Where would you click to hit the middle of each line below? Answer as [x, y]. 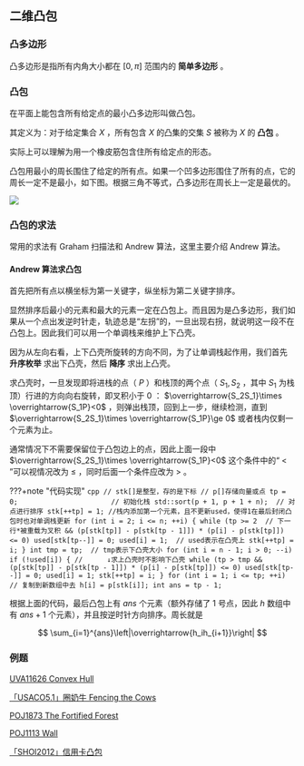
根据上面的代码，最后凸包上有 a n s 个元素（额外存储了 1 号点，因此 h [137, 604]
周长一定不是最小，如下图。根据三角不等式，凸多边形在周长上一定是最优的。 [152, 182]
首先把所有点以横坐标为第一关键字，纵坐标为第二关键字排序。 [125, 291]
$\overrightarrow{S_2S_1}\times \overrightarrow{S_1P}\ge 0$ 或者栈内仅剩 [147, 418]
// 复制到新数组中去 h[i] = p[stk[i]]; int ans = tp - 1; [116, 585]
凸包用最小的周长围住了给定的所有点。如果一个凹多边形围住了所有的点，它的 [152, 171]
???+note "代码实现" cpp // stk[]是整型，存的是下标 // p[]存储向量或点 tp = [148, 491]
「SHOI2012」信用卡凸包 [56, 751]
